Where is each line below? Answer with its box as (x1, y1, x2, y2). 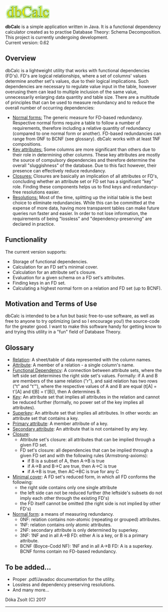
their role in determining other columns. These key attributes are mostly (12, 151, 160, 157)
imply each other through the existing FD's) (19, 495, 109, 501)
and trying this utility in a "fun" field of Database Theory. (5, 329, 121, 335)
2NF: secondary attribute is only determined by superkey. (19, 527, 139, 533)
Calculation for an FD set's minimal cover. (12, 264, 98, 270)
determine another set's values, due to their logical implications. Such (5, 78, 149, 84)
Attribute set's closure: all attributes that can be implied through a (19, 437, 155, 443)
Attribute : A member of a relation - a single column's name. (12, 362, 135, 368)
